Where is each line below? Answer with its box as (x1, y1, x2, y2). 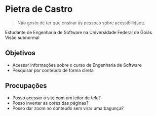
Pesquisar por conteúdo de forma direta (12, 67, 94, 73)
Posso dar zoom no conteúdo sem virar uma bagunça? (12, 105, 124, 111)
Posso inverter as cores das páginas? (12, 100, 89, 106)
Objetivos (5, 49, 36, 57)
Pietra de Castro (5, 3, 73, 15)
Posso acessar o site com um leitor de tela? (12, 95, 101, 101)
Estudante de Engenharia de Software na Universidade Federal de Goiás (5, 29, 152, 35)
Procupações (5, 81, 47, 90)
